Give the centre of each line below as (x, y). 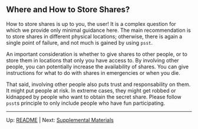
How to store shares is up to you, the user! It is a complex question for (91, 24)
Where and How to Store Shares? (68, 10)
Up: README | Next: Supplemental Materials (60, 120)
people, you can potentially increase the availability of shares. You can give (98, 67)
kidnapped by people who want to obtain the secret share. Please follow (94, 97)
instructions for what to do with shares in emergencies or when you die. (93, 72)
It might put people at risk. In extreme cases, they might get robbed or (91, 90)
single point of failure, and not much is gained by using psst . (80, 42)
